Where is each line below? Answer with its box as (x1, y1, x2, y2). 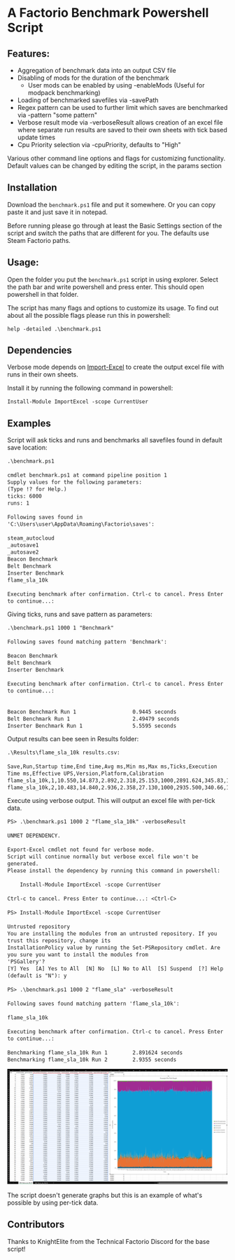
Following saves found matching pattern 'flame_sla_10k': (7, 1000, 180, 1007)
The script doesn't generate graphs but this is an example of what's (7, 1191, 203, 1200)
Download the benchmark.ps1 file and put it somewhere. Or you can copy (7, 200, 216, 209)
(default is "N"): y (7, 972, 68, 979)
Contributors (7, 1219, 65, 1231)
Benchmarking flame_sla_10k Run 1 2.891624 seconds (7, 1049, 183, 1056)
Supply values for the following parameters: (7, 479, 142, 486)
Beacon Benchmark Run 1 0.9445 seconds (7, 708, 177, 715)
